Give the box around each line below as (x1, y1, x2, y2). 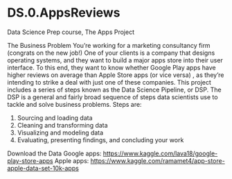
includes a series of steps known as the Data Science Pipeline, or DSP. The (7, 85, 222, 94)
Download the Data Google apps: (7, 149, 102, 157)
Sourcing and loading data (17, 113, 93, 122)
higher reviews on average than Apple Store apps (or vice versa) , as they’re (7, 71, 224, 79)
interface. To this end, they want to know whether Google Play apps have (7, 63, 216, 71)
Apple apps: (54, 156, 89, 164)
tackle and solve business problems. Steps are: (7, 100, 142, 108)
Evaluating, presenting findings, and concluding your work (17, 135, 184, 144)
